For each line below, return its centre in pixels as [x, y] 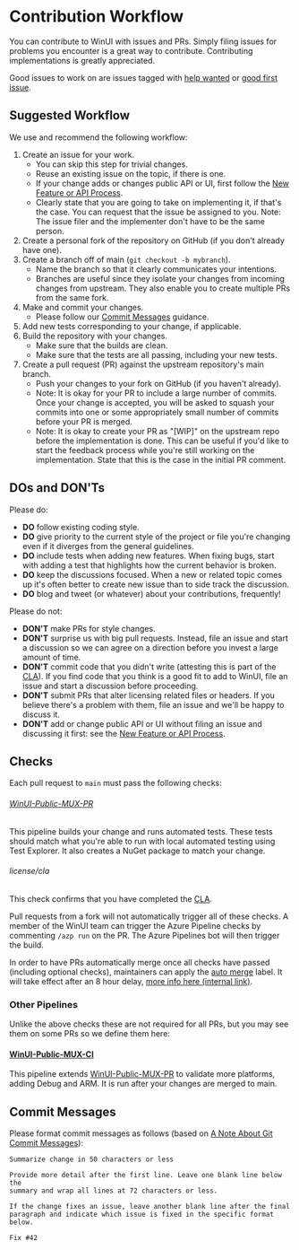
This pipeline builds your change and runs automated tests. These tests [141, 831]
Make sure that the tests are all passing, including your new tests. [156, 354]
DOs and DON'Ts [57, 488]
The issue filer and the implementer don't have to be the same [150, 221]
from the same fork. [72, 297]
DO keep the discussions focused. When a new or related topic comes [152, 574]
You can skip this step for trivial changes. [111, 164]
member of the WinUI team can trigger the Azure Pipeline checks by [135, 925]
